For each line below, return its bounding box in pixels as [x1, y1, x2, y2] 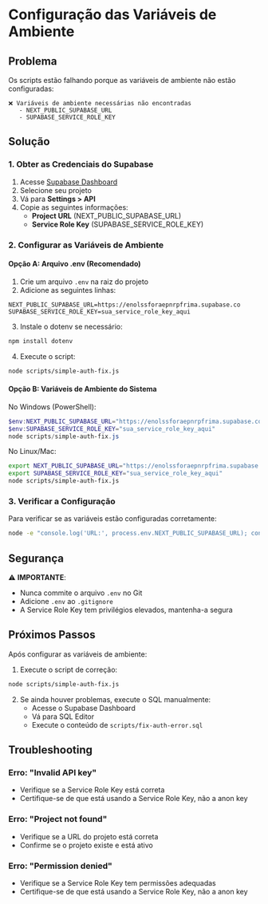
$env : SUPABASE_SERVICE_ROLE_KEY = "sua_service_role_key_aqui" [8, 424, 216, 432]
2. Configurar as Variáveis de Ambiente [8, 239, 164, 251]
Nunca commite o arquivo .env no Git [19, 588, 143, 598]
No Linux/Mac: [8, 447, 57, 456]
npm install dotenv [8, 337, 73, 345]
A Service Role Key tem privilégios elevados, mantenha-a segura [19, 605, 233, 614]
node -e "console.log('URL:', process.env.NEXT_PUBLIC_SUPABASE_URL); [8, 529, 248, 538]
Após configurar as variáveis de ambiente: [8, 649, 148, 659]
